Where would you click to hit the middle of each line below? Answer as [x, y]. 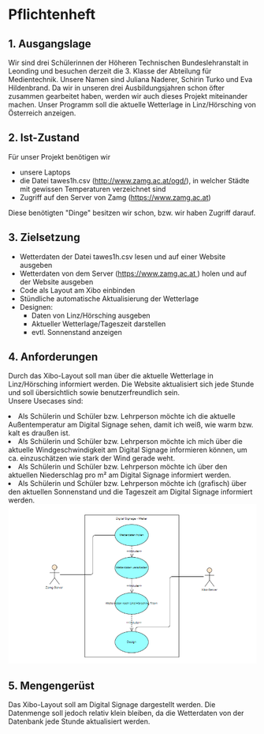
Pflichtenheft [52, 15]
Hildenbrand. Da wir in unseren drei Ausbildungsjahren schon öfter [116, 88]
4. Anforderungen [53, 357]
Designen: [36, 307]
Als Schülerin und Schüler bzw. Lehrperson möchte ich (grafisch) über [132, 484]
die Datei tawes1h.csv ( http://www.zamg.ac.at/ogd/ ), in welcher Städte [134, 180]
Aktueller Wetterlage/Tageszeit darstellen [99, 324]
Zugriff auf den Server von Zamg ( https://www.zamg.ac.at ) [115, 197]
